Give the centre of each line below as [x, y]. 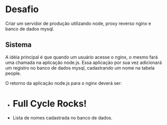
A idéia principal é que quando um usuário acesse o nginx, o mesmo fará [82, 57]
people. [13, 73]
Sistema [19, 45]
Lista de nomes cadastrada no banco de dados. [62, 117]
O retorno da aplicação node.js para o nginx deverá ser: [64, 83]
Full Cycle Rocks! [50, 103]
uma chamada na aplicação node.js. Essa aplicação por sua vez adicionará [84, 63]
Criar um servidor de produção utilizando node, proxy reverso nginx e [78, 23]
